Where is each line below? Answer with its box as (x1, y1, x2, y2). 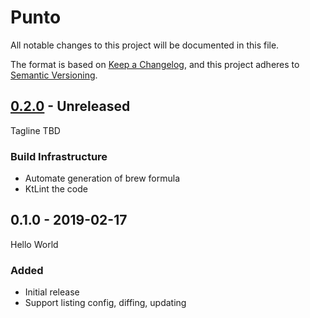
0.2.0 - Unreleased (10, 98, 131, 115)
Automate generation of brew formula (24, 172, 181, 185)
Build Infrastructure (10, 149, 108, 163)
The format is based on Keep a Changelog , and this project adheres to (10, 58, 300, 70)
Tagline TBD (10, 124, 61, 136)
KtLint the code (24, 183, 88, 195)
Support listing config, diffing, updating (24, 297, 187, 309)
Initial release (24, 286, 80, 298)
